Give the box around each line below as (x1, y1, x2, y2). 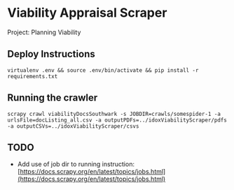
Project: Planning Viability (7, 28, 81, 36)
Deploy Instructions (7, 48, 96, 60)
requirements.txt (7, 73, 58, 80)
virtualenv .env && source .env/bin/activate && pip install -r (7, 66, 199, 74)
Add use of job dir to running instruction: (17, 160, 135, 168)
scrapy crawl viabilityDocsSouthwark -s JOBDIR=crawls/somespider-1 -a (7, 110, 221, 117)
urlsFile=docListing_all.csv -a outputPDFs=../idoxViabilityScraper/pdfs (7, 117, 228, 124)
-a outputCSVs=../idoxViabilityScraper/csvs (7, 122, 139, 130)
